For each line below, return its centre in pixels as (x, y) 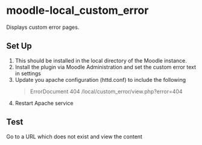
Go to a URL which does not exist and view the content (74, 137)
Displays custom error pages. (43, 27)
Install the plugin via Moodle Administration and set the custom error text (106, 67)
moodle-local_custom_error (77, 11)
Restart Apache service (44, 103)
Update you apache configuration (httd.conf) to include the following (100, 79)
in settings (28, 73)
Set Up (19, 46)
